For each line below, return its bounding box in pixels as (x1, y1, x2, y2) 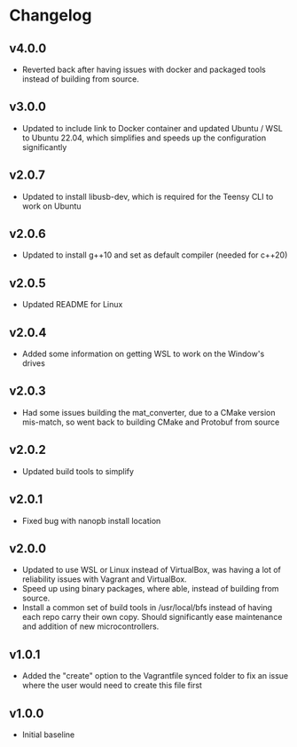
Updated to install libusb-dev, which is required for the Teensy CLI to (21, 191, 274, 202)
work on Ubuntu (21, 201, 82, 211)
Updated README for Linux (21, 299, 123, 310)
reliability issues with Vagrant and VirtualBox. (21, 574, 188, 584)
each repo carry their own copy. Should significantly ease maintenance (21, 612, 283, 623)
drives (21, 358, 46, 369)
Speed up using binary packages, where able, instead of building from (21, 584, 279, 594)
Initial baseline (21, 729, 75, 740)
